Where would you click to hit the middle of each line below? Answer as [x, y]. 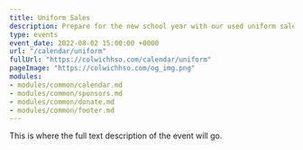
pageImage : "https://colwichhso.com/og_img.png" [102, 69]
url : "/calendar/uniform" [58, 52]
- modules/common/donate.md [62, 102]
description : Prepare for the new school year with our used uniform [143, 26]
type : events [34, 34]
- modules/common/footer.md [62, 110]
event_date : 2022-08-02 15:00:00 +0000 [84, 43]
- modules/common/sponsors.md [66, 93]
